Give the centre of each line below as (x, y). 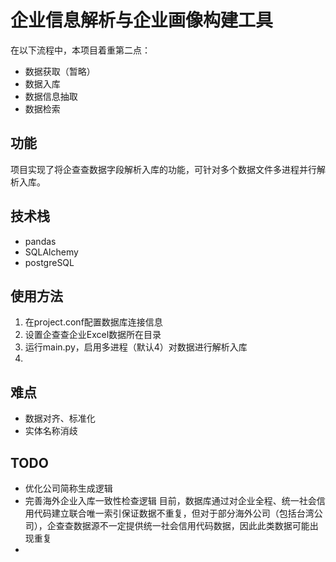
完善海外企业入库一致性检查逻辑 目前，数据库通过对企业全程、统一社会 (170, 500)
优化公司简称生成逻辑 (68, 488)
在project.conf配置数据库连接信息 (93, 322)
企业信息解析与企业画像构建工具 (142, 20)
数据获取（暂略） (60, 71)
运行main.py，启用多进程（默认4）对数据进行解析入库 (136, 347)
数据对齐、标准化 (60, 418)
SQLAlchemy (51, 252)
